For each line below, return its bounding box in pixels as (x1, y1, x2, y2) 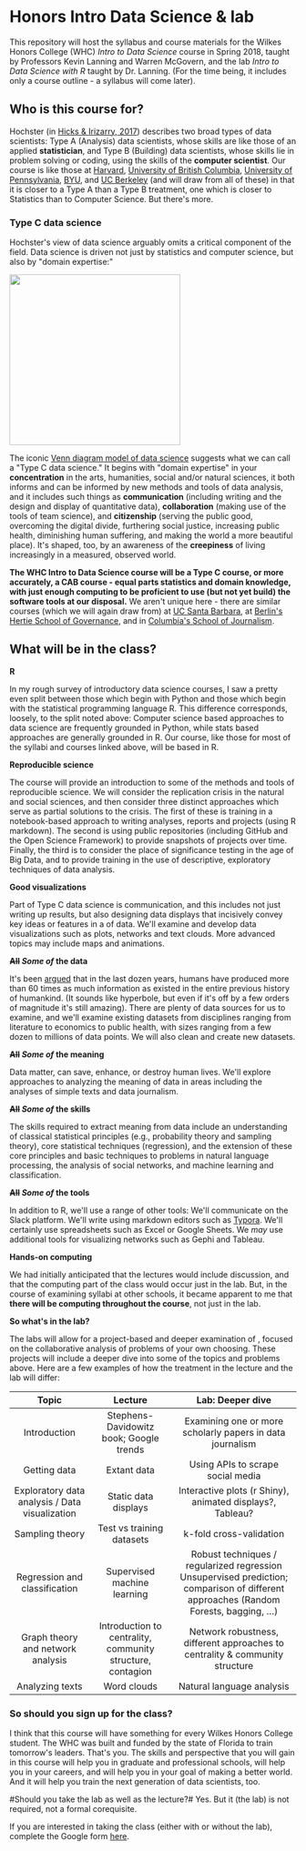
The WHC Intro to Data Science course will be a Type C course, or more (9, 567, 284, 578)
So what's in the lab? (9, 1316, 90, 1327)
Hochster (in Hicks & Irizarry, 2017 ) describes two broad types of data (9, 126, 272, 137)
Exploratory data (14, 1484, 86, 1497)
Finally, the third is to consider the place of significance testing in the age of (9, 844, 294, 855)
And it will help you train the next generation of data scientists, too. (9, 1776, 261, 1787)
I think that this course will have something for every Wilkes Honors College (9, 1728, 293, 1739)
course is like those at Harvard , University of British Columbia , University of (9, 164, 293, 175)
